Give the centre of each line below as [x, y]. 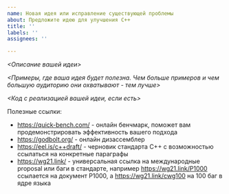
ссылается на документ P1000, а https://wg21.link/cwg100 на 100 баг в [120, 176]
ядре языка [34, 183]
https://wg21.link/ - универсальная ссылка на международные [109, 161]
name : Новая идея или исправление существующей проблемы [90, 13]
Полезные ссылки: [34, 112]
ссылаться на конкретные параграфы [73, 154]
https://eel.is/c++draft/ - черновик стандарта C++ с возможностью [115, 147]
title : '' [21, 26]
